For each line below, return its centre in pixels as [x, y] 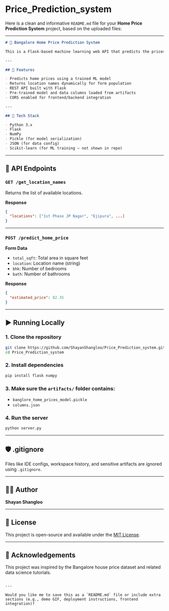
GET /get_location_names [36, 182]
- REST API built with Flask [36, 88]
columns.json [26, 405]
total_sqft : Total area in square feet [50, 258]
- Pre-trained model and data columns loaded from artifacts [71, 93]
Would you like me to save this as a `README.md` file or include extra [83, 595]
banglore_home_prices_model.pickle [50, 400]
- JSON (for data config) [32, 144]
